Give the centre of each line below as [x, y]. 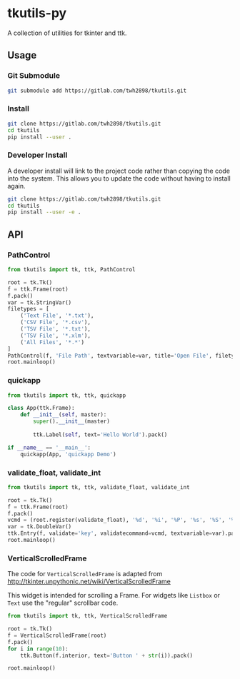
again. [17, 186]
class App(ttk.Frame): [41, 408]
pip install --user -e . [44, 212]
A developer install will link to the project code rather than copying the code [119, 171]
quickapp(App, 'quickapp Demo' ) [68, 454]
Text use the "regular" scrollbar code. [63, 603]
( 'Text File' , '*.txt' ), [57, 316]
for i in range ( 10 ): [38, 649]
